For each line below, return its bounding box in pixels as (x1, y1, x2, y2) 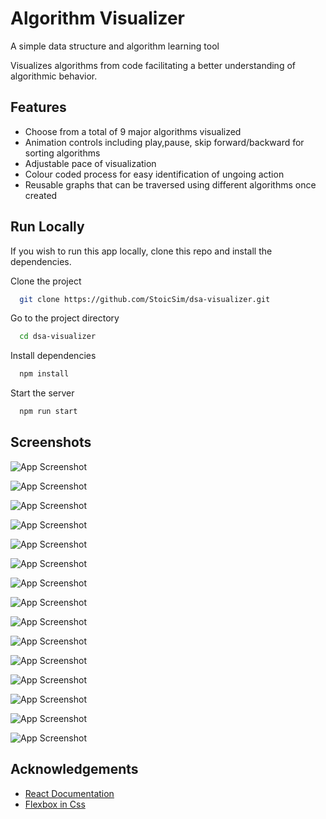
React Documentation (24, 787, 115, 799)
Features (10, 99, 67, 116)
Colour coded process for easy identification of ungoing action (24, 168, 285, 180)
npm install (19, 369, 70, 379)
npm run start (19, 407, 78, 417)
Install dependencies (10, 350, 97, 362)
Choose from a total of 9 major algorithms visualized (24, 125, 242, 137)
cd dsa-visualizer (19, 332, 97, 342)
